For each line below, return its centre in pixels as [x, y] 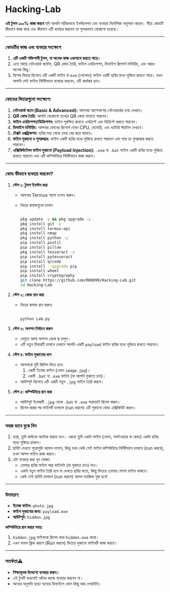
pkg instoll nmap [38, 233]
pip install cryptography [47, 276]
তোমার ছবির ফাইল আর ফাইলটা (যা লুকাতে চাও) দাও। [59, 465]
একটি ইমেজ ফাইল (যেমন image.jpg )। [59, 370]
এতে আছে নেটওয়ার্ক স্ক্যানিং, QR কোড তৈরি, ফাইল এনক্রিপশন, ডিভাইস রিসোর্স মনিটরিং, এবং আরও [84, 64]
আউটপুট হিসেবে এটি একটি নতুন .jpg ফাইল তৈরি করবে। [62, 382]
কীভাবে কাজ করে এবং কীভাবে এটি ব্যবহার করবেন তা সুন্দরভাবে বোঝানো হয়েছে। [62, 29]
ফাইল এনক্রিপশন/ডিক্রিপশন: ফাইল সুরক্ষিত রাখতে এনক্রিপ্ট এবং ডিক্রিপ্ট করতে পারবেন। [75, 121]
